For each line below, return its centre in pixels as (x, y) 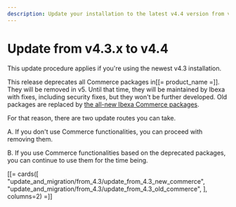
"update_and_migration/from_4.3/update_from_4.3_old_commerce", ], (107, 189)
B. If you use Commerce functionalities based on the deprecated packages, (117, 153)
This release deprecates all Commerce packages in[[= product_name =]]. (113, 82)
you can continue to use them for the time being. (78, 160)
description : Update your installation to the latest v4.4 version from (116, 14)
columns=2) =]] (30, 196)
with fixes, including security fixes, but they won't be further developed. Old (117, 96)
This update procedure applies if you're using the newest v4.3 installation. (114, 68)
